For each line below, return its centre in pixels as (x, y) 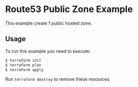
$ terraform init (23, 60)
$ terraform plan (23, 65)
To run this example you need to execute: (48, 51)
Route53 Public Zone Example (69, 9)
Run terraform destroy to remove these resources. (58, 79)
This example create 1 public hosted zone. (49, 23)
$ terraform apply (24, 70)
